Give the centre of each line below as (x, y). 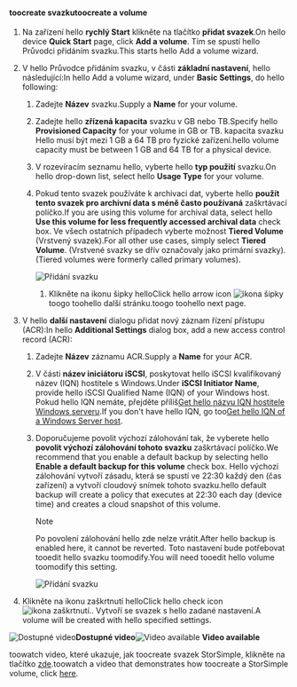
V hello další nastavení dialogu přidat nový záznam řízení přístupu (143, 320)
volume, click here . (44, 674)
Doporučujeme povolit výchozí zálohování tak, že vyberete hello (152, 438)
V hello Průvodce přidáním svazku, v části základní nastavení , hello (146, 68)
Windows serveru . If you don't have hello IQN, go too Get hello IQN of (160, 412)
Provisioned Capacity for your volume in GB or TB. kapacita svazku (159, 131)
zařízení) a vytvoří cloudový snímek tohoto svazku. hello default (151, 486)
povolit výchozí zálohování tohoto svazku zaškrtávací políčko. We (157, 447)
